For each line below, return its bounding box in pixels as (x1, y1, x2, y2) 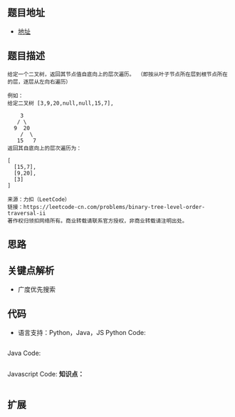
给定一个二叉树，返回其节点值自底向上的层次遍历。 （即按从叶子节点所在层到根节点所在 (7, 71, 228, 78)
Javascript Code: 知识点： (7, 369, 84, 378)
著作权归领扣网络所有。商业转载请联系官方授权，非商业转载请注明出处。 (7, 217, 188, 225)
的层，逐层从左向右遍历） (7, 78, 71, 86)
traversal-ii (7, 210, 46, 217)
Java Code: (7, 349, 41, 357)
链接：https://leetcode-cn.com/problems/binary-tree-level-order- (7, 203, 205, 210)
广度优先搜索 (17, 284, 56, 294)
